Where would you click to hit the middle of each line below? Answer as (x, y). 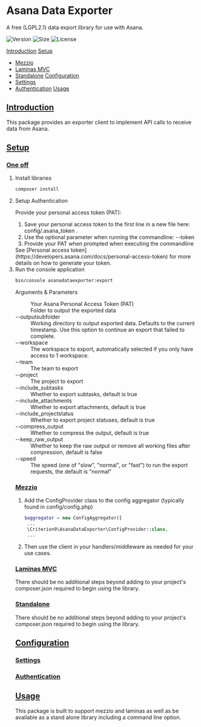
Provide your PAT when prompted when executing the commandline (109, 244)
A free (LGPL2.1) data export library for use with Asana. (75, 27)
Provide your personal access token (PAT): (68, 212)
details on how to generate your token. (63, 263)
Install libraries (33, 178)
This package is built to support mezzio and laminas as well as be (97, 711)
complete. (43, 336)
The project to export (57, 381)
